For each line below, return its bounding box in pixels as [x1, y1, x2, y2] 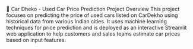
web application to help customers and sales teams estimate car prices [6, 30, 181, 37]
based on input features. [6, 37, 67, 43]
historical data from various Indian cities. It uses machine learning [6, 18, 167, 24]
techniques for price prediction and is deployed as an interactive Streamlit [6, 24, 187, 31]
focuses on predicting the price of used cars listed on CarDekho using [6, 12, 178, 19]
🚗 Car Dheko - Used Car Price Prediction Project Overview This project [6, 6, 180, 12]
